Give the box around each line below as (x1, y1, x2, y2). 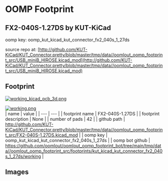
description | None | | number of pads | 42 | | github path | (5, 116, 125, 122)
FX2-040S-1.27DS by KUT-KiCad (5, 24, 111, 32)
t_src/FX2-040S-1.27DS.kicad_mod (5, 132, 78, 138)
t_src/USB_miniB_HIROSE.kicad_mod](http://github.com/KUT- (5, 57, 132, 63)
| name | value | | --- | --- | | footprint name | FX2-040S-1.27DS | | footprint (5, 110, 160, 116)
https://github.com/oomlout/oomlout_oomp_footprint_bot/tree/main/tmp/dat (5, 142, 161, 148)
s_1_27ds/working (5, 153, 41, 159)
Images (5, 168, 29, 176)
